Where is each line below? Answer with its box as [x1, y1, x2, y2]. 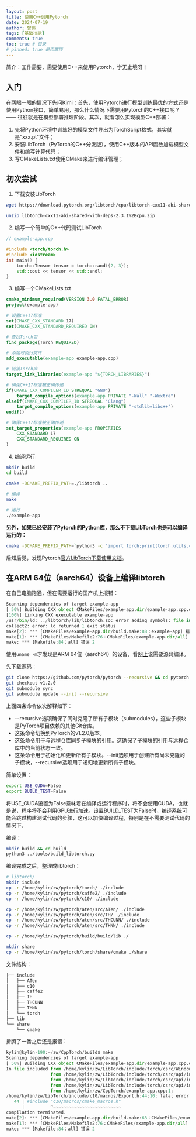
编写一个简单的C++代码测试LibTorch [14, 224, 102, 231]
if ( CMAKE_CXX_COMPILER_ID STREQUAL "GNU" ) [6, 387, 111, 393]
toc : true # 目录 [6, 42, 47, 47]
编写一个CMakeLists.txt [14, 285, 71, 292]
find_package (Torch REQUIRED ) [6, 339, 80, 345]
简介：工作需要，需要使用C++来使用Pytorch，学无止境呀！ [6, 63, 148, 70]
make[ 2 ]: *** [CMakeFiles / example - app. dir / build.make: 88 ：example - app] [6, 628, 183, 634]
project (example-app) [6, 302, 59, 308]
